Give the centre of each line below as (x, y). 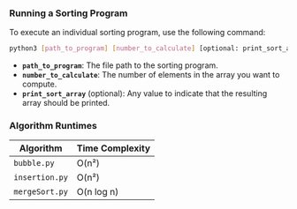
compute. (39, 84)
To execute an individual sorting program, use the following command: (137, 33)
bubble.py (34, 163)
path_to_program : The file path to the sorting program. (120, 65)
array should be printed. (66, 103)
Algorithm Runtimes (53, 126)
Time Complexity (114, 148)
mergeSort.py (41, 192)
